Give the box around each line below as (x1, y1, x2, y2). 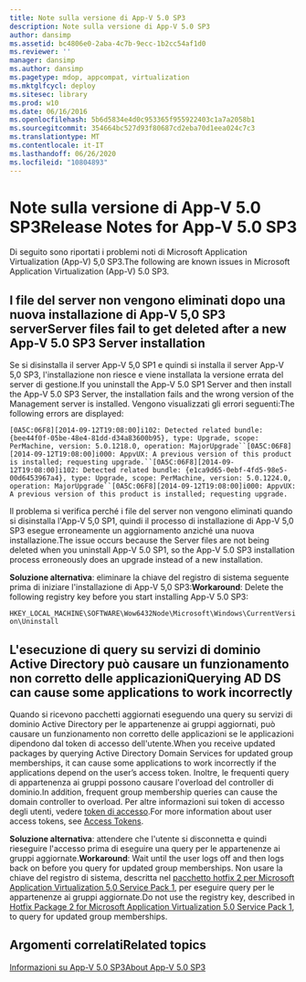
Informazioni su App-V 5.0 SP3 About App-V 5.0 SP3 (9, 961, 206, 973)
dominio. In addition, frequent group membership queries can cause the (9, 787, 279, 797)
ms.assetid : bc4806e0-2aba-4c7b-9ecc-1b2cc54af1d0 (9, 38, 206, 48)
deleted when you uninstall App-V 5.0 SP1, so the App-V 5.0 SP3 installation (9, 544, 295, 555)
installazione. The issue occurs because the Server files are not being (9, 535, 269, 546)
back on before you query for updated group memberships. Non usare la (9, 862, 283, 873)
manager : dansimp (9, 56, 76, 65)
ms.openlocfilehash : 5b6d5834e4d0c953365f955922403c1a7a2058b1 (9, 115, 256, 124)
